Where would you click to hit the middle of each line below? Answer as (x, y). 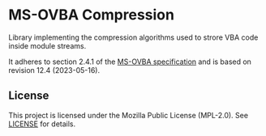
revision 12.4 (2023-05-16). (54, 70)
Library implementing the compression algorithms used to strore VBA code (133, 37)
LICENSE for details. (42, 124)
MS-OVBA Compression (91, 15)
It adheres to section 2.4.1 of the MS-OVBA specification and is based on (130, 62)
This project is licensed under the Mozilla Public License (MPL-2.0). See (129, 115)
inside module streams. (47, 45)
